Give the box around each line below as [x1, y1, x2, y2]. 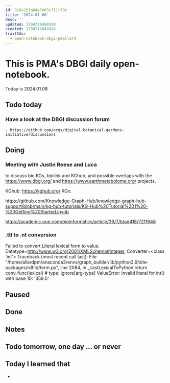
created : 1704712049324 [5, 27, 56, 32]
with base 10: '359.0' [5, 275, 50, 281]
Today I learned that [5, 360, 70, 368]
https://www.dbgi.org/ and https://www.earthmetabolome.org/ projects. [5, 178, 156, 184]
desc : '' [5, 17, 24, 22]
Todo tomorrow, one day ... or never [5, 343, 122, 351]
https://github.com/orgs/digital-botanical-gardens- [10, 127, 125, 133]
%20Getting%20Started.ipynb [5, 209, 69, 215]
